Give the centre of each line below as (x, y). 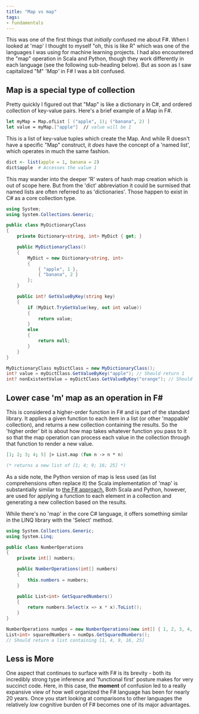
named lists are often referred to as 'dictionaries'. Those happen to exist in (97, 192)
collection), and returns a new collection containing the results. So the (92, 425)
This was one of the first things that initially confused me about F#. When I (97, 40)
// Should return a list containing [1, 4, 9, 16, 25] (75, 640)
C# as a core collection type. (41, 198)
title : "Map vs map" (32, 12)
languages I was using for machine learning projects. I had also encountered (99, 52)
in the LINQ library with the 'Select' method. (60, 520)
